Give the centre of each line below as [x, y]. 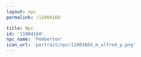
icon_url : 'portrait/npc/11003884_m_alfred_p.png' [71, 45]
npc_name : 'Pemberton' [35, 40]
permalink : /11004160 [33, 17]
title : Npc [20, 28]
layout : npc [21, 12]
